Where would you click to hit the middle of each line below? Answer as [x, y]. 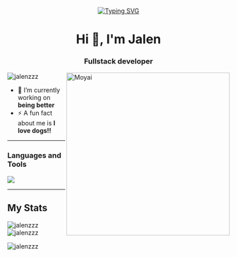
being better [36, 105]
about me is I [36, 123]
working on [34, 98]
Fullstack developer [119, 61]
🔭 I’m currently [39, 90]
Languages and [35, 156]
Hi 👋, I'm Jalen [119, 39]
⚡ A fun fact [35, 113]
